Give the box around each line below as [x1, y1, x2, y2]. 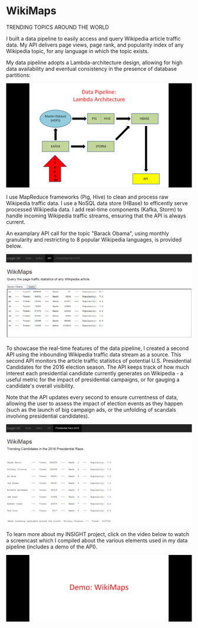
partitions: [6, 71, 31, 78]
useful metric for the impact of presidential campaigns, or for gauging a [6, 376, 180, 384]
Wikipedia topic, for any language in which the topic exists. [6, 47, 149, 54]
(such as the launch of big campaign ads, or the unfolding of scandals [6, 406, 176, 414]
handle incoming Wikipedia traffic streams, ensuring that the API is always [6, 212, 186, 219]
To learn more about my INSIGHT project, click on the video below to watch [6, 530, 190, 537]
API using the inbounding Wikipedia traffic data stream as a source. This [6, 351, 181, 358]
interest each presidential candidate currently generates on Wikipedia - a [6, 370, 184, 377]
